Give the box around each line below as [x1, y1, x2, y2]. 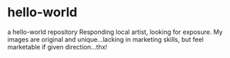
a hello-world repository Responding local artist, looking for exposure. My [7, 28, 223, 36]
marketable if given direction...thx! [7, 42, 108, 51]
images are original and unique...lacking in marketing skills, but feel [7, 35, 204, 43]
